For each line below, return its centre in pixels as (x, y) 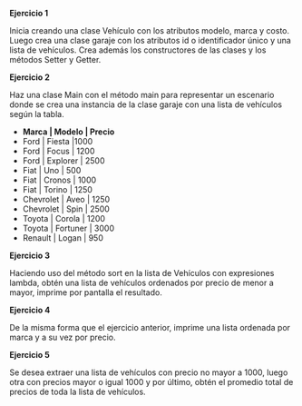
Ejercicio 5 (29, 355)
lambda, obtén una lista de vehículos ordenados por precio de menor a (141, 282)
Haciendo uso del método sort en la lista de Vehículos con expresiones (142, 273)
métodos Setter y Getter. (55, 59)
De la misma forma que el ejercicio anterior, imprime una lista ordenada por (150, 327)
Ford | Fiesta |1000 (58, 141)
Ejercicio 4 (30, 310)
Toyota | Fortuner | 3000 (68, 228)
